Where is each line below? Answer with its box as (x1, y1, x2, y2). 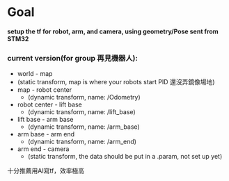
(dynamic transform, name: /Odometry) (27, 93, 141, 102)
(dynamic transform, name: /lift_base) (27, 108, 136, 116)
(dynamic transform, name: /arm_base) (27, 123, 141, 131)
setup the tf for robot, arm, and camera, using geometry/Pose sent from (7, 27, 219, 36)
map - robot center (17, 86, 72, 94)
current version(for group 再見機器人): (7, 53, 138, 63)
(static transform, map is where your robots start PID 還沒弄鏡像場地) (17, 78, 215, 86)
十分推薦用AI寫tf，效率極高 (7, 166, 85, 175)
